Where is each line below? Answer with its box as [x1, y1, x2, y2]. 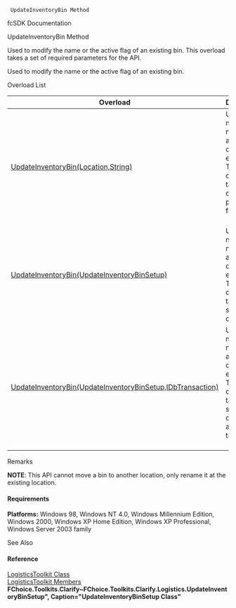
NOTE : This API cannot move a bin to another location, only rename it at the [7, 471, 226, 479]
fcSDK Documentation [7, 19, 72, 27]
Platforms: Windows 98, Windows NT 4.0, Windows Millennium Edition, [7, 510, 215, 519]
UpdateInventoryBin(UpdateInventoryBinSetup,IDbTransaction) [11, 383, 219, 392]
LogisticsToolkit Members [7, 578, 82, 586]
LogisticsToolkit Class [7, 570, 70, 579]
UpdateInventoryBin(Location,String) [11, 162, 133, 171]
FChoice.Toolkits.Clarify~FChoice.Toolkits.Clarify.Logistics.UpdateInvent [7, 585, 228, 593]
